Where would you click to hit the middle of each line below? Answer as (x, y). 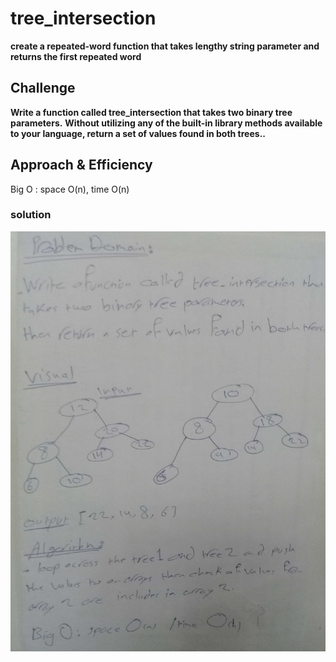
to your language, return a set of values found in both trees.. (138, 133)
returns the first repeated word (76, 56)
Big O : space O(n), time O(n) (70, 189)
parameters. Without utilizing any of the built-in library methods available (166, 123)
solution (31, 215)
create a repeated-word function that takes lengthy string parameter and (165, 46)
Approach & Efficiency (81, 165)
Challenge (43, 88)
